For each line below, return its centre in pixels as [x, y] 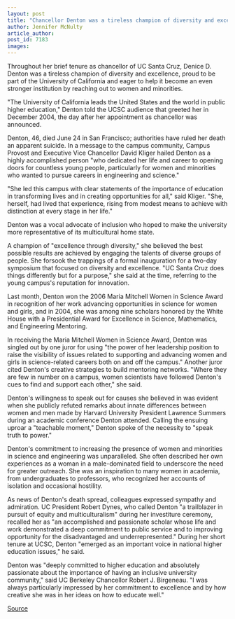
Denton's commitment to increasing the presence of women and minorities [115, 448]
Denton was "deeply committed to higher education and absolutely [104, 565]
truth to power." [30, 435]
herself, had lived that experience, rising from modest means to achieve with [117, 203]
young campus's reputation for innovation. [68, 283]
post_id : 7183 [28, 40]
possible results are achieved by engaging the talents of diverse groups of [114, 253]
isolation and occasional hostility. [55, 486]
